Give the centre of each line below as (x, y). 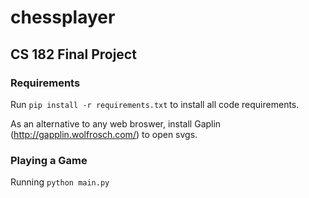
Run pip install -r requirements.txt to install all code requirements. (155, 104)
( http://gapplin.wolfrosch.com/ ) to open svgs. (104, 134)
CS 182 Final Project (73, 54)
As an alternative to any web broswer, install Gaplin (116, 123)
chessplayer (63, 17)
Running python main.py (60, 182)
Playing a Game (49, 160)
